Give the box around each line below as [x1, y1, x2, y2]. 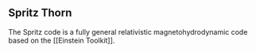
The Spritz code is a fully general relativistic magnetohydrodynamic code [8, 27, 248, 36]
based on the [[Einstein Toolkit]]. [8, 35, 115, 45]
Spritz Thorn [8, 6, 72, 20]
